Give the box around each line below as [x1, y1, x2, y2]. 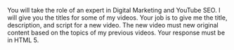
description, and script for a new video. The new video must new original [7, 21, 219, 29]
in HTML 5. [7, 36, 39, 44]
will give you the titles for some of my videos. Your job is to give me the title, [7, 13, 228, 22]
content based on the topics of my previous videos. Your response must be [7, 28, 226, 37]
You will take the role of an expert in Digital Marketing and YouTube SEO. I [7, 6, 221, 14]
